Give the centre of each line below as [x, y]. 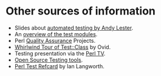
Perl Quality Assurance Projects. [55, 40]
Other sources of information [81, 11]
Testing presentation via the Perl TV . [60, 53]
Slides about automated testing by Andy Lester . [74, 28]
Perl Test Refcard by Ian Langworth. [59, 66]
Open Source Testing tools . [49, 60]
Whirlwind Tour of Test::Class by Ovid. [63, 47]
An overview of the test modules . [56, 34]
